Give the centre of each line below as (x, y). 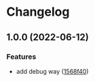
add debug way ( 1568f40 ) (52, 71)
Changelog (38, 12)
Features (21, 57)
